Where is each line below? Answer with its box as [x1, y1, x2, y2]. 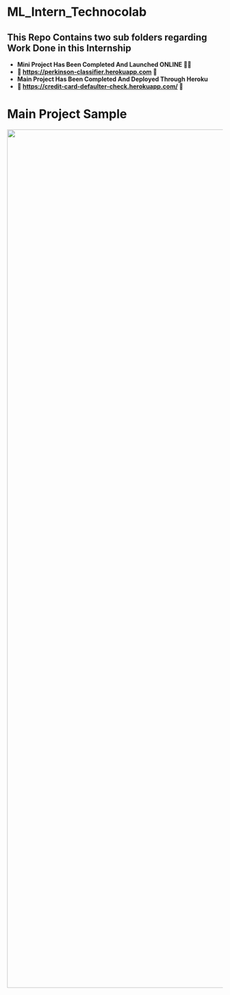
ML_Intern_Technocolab [7, 4, 147, 20]
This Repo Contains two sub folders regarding [7, 32, 207, 43]
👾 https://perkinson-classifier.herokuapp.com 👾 [16, 68, 157, 76]
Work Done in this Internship [7, 42, 131, 54]
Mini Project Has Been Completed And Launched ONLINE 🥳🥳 [16, 60, 192, 69]
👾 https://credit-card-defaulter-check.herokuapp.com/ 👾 [16, 82, 183, 90]
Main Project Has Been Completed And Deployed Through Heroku [16, 75, 209, 83]
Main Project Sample [7, 106, 127, 122]
